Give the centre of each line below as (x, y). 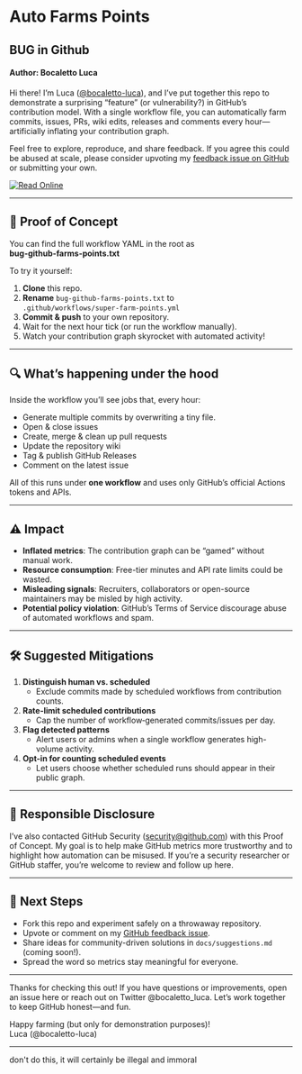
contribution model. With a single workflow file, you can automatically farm (148, 112)
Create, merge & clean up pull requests (95, 437)
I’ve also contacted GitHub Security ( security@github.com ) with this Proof (147, 836)
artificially (27, 131)
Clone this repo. (52, 288)
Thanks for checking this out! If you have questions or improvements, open (148, 988)
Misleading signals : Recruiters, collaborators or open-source (136, 589)
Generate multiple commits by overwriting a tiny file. (119, 417)
